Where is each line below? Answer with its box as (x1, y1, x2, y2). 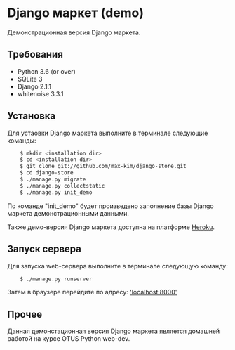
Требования (7, 48, 63, 60)
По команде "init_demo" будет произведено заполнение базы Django (7, 202, 214, 210)
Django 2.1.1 (17, 82, 51, 91)
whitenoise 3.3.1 (17, 89, 64, 98)
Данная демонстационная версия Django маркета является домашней (7, 327, 220, 335)
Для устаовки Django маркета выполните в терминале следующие (7, 129, 208, 137)
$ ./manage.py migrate (20, 176, 86, 183)
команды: (7, 136, 36, 145)
